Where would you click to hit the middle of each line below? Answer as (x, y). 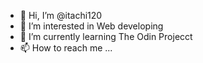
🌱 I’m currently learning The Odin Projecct (106, 36)
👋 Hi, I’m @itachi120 (61, 15)
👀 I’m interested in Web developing (91, 26)
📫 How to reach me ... (66, 48)
